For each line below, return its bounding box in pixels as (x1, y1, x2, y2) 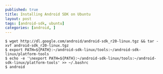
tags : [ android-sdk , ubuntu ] (5, 21, 65, 26)
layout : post (5, 16, 32, 21)
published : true (5, 7, 38, 12)
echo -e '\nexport (9, 56, 47, 61)
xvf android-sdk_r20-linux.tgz (5, 43, 69, 48)
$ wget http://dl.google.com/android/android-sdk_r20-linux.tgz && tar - (5, 39, 159, 44)
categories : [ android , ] (5, 25, 56, 30)
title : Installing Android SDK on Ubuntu (5, 12, 91, 17)
